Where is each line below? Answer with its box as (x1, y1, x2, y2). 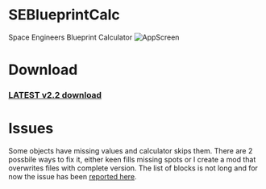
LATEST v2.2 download (8, 90, 102, 101)
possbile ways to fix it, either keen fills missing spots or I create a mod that (8, 154, 256, 164)
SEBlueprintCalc (8, 6, 121, 24)
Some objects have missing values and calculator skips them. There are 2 (8, 145, 253, 155)
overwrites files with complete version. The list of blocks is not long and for (8, 163, 258, 173)
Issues (8, 120, 54, 138)
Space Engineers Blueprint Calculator (8, 32, 133, 42)
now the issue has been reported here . (8, 171, 137, 181)
